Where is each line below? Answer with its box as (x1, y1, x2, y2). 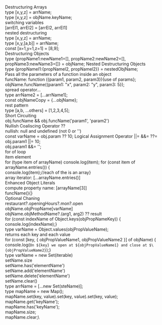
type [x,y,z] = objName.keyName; (5, 15, 72, 20)
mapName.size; (5, 309, 36, 315)
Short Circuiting (5, 113, 36, 118)
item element (5, 154, 32, 160)
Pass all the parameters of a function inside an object (5, 72, 112, 77)
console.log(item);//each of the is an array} (5, 170, 91, 175)
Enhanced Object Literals (5, 180, 55, 185)
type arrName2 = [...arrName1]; (5, 92, 68, 98)
